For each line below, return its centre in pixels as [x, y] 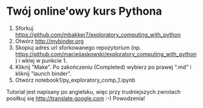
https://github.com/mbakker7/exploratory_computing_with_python [98, 34]
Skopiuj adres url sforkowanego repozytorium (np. [78, 48]
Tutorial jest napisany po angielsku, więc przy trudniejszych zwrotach [94, 92]
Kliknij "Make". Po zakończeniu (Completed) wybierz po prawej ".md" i [103, 67]
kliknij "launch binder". [43, 73]
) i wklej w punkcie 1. [41, 60]
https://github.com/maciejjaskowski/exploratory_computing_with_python [106, 54]
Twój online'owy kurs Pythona [84, 11]
